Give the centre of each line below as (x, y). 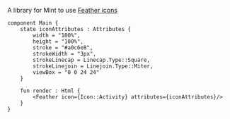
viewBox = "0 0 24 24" (66, 73)
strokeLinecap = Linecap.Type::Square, (92, 60)
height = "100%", (58, 42)
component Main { (33, 23)
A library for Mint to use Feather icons (63, 10)
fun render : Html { (50, 91)
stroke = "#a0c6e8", (63, 48)
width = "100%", (57, 35)
